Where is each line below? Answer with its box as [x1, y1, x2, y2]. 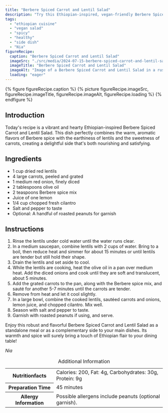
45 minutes [56, 384, 83, 391]
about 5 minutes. [12, 275, 47, 281]
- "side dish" [9, 40, 39, 45]
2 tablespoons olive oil [12, 184, 59, 190]
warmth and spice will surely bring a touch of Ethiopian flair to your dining [5, 333, 157, 339]
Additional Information [57, 358, 110, 365]
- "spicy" [9, 30, 30, 35]
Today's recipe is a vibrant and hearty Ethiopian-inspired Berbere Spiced [5, 124, 155, 130]
